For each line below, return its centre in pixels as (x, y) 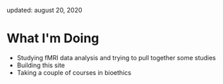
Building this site (41, 65)
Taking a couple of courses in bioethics (74, 72)
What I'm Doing (53, 38)
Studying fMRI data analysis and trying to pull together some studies (116, 57)
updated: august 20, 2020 (44, 10)
